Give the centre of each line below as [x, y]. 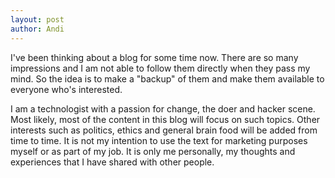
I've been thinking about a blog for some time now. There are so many [154, 57]
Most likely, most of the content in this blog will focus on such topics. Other [165, 119]
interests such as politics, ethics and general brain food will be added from [164, 130]
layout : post [37, 19]
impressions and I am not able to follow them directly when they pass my [160, 68]
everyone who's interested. [66, 89]
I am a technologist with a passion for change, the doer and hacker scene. [163, 108]
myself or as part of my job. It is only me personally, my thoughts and [153, 151]
